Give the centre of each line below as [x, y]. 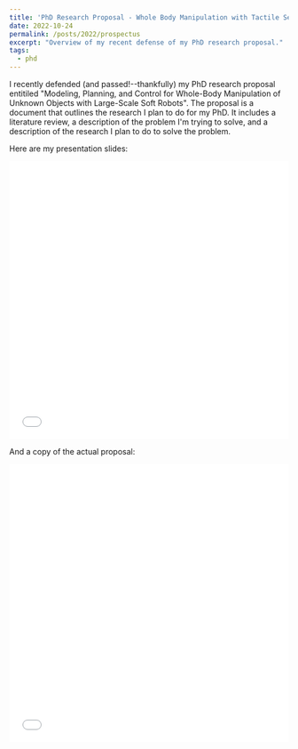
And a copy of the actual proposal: [72, 451]
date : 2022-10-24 [41, 26]
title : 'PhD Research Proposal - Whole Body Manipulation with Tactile [144, 17]
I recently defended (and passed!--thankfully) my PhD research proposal [142, 84]
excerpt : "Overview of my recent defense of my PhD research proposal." [146, 42]
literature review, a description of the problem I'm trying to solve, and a [139, 122]
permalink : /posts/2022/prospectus [75, 34]
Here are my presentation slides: [69, 149]
